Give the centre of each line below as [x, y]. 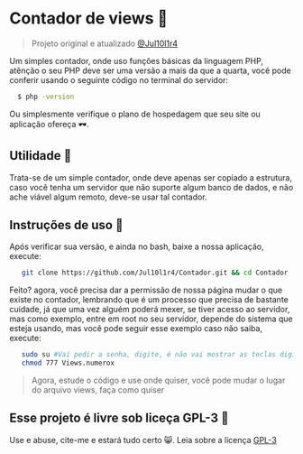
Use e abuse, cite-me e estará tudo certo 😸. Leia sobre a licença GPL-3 [143, 440]
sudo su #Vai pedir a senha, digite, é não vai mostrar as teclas [149, 355]
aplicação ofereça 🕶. [49, 124]
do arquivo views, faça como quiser [98, 390]
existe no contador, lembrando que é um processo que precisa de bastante [149, 300]
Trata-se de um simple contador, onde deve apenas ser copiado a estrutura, [151, 177]
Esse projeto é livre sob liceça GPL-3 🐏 [119, 418]
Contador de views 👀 [89, 19]
